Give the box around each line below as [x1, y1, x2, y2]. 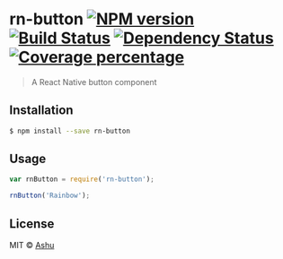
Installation [9, 103, 74, 118]
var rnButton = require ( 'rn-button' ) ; [9, 175, 155, 184]
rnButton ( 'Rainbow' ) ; [9, 191, 91, 201]
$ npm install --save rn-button [9, 126, 130, 135]
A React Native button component [31, 76, 157, 87]
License [9, 216, 55, 231]
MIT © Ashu [9, 240, 55, 250]
